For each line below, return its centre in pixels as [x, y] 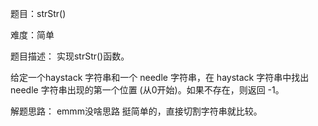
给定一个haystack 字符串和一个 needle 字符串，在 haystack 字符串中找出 [160, 77]
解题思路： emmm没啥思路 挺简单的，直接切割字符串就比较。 [136, 111]
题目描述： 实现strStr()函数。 [70, 56]
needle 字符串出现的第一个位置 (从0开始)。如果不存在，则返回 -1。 [147, 90]
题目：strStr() [38, 13]
